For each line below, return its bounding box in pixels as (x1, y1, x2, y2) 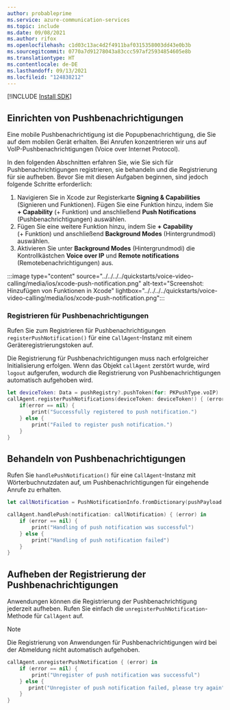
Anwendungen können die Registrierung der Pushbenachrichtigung (7, 597, 197, 606)
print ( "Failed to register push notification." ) (31, 421, 173, 428)
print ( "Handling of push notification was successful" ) (31, 524, 194, 531)
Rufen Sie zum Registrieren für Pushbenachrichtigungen (7, 327, 166, 335)
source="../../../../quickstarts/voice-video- (76, 272, 194, 281)
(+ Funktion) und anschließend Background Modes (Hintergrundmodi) (16, 230, 216, 238)
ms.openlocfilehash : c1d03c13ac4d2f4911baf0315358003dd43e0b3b (7, 42, 192, 49)
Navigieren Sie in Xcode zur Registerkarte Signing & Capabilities (16, 193, 201, 202)
